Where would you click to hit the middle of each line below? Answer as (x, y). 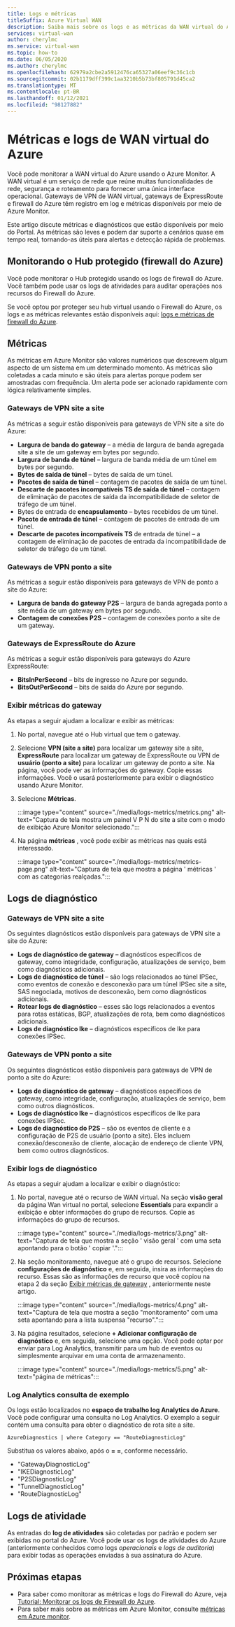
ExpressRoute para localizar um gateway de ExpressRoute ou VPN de (119, 755)
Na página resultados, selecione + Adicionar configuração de (107, 1333)
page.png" (33, 869)
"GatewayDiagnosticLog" (54, 1465)
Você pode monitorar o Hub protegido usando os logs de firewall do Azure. (115, 278)
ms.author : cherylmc (37, 66)
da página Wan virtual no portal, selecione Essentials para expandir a (117, 1204)
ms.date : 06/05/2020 (37, 60)
